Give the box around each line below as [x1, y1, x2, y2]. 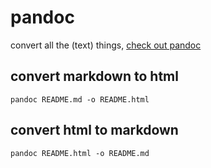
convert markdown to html [10, 68, 179, 85]
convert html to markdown [10, 122, 179, 139]
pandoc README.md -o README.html [10, 94, 150, 105]
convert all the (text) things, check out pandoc [10, 39, 202, 51]
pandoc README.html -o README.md [10, 148, 150, 158]
